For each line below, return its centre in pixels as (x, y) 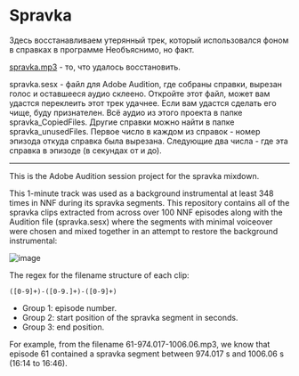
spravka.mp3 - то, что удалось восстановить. (95, 67)
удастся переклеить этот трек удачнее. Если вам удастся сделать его (143, 102)
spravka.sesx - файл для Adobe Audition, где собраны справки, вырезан (145, 84)
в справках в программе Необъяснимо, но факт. (102, 49)
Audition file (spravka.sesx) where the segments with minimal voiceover (141, 221)
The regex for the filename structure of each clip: (99, 275)
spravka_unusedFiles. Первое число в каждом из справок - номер (135, 131)
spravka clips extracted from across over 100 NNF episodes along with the (146, 212)
